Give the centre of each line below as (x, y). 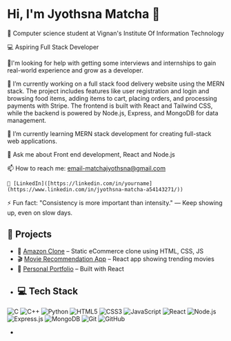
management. (27, 120)
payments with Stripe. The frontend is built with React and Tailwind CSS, (110, 106)
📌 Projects (30, 234)
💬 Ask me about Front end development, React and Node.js (91, 154)
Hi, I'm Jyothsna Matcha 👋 (84, 14)
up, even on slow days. (40, 213)
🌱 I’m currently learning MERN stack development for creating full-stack (109, 133)
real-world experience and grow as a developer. (75, 70)
